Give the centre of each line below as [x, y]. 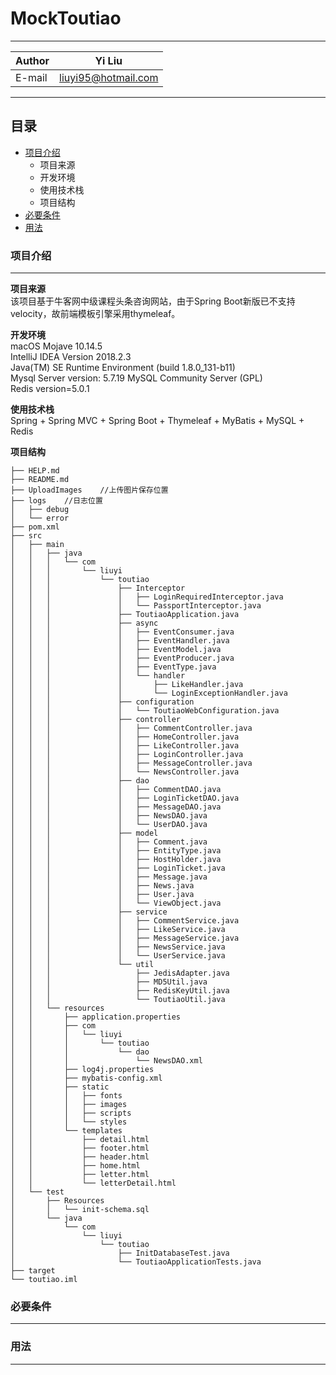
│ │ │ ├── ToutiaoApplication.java [125, 615]
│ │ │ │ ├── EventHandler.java [120, 641]
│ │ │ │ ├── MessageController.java [131, 763]
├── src [26, 536]
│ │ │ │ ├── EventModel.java [116, 650]
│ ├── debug [40, 510]
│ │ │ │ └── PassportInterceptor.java [136, 606]
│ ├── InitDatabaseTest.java [120, 1253]
